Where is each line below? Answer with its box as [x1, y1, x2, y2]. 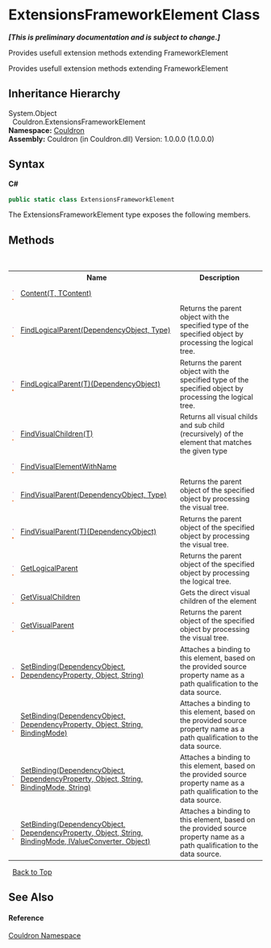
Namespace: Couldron [8, 125, 85, 135]
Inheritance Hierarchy [8, 87, 121, 101]
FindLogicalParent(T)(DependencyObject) [19, 379, 161, 389]
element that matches [180, 437, 252, 447]
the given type [180, 446, 228, 455]
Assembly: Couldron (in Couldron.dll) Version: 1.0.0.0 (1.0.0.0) [8, 134, 215, 143]
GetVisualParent [19, 620, 74, 630]
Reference [8, 913, 44, 922]
